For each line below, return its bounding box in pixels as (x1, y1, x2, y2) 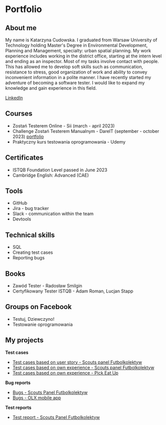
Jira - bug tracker (12, 205, 49, 211)
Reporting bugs (12, 255, 45, 261)
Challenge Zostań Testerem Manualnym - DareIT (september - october (12, 128, 159, 134)
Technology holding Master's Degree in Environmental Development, (5, 42, 148, 48)
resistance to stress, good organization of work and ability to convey (5, 69, 147, 75)
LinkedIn (5, 95, 23, 101)
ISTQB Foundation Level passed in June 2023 (12, 167, 108, 173)
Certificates (5, 154, 44, 162)
